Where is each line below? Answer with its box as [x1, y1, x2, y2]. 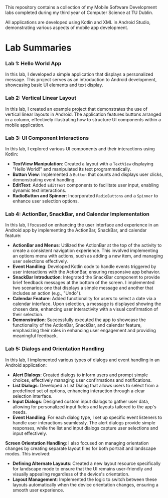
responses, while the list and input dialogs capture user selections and [12, 425, 158, 431]
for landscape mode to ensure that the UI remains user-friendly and [12, 465, 152, 471]
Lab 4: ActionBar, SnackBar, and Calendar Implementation [5, 210, 149, 217]
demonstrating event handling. [12, 177, 76, 183]
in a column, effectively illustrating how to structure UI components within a [5, 116, 161, 122]
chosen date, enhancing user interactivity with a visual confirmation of [12, 306, 158, 312]
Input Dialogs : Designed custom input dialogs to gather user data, [12, 398, 149, 404]
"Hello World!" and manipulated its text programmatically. [12, 166, 131, 172]
